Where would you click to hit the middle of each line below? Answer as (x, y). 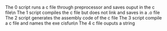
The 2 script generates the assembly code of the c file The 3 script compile (84, 18)
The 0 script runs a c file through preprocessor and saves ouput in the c (80, 7)
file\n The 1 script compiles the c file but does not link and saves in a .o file (82, 12)
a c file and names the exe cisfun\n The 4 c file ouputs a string (70, 23)
